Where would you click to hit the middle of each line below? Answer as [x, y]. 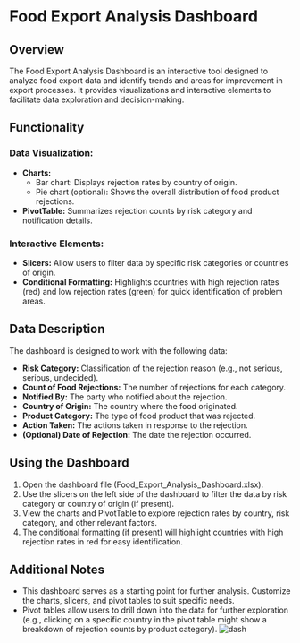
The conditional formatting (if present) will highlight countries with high [153, 532]
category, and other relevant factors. [90, 522]
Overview [37, 50]
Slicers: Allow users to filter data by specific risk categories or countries [155, 262]
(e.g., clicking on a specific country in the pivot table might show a [145, 620]
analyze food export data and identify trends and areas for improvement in [146, 81]
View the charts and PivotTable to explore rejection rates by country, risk [156, 513]
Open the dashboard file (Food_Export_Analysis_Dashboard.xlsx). [143, 484]
